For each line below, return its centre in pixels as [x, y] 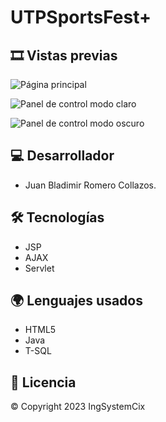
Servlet [39, 268]
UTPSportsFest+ [81, 17]
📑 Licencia [43, 382]
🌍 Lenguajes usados [76, 301]
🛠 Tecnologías [57, 217]
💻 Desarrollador [62, 156]
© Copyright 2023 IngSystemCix [78, 407]
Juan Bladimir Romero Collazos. [90, 185]
